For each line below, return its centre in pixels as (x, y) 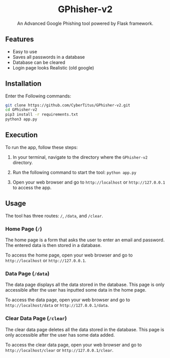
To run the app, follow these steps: (41, 147)
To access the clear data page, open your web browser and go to (74, 345)
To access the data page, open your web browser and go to (68, 300)
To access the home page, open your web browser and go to (69, 255)
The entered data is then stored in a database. (54, 245)
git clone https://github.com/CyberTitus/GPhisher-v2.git (68, 105)
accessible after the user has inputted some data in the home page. (76, 290)
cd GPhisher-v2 (21, 110)
